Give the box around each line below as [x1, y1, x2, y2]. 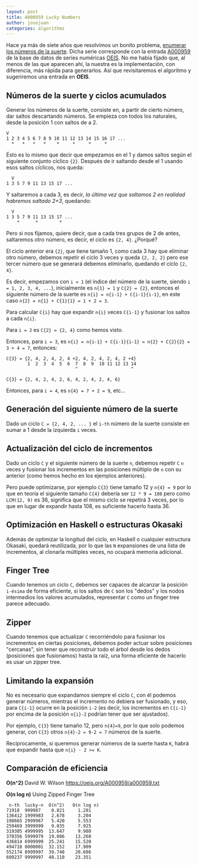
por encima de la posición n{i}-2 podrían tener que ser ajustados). [6, 710, 170, 717]
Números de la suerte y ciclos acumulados [6, 90, 167, 101]
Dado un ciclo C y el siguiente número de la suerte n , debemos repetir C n [6, 459, 184, 466]
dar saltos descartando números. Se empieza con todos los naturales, [6, 112, 177, 120]
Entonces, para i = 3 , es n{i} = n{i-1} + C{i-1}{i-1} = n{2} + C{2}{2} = [6, 338, 190, 345]
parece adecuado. [6, 600, 51, 607]
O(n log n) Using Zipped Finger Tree [6, 791, 95, 798]
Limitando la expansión [6, 676, 94, 686]
